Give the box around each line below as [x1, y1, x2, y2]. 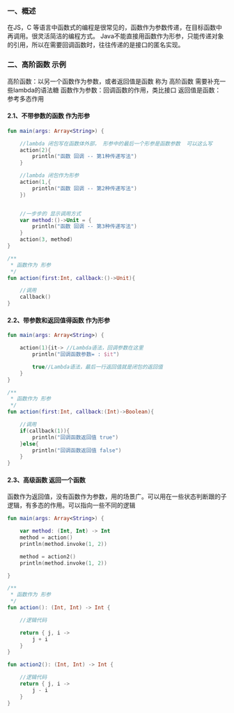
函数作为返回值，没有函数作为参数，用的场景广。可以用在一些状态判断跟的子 [7, 492, 227, 501]
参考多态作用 [7, 94, 44, 102]
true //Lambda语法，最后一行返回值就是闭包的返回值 [32, 363, 164, 370]
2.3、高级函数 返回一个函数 [7, 476, 86, 484]
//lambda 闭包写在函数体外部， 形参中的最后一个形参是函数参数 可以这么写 [19, 140, 213, 147]
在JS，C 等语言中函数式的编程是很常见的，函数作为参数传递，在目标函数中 [7, 23, 223, 32]
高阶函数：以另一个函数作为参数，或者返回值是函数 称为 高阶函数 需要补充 [7, 77, 220, 85]
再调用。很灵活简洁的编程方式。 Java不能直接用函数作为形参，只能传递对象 [7, 32, 224, 40]
